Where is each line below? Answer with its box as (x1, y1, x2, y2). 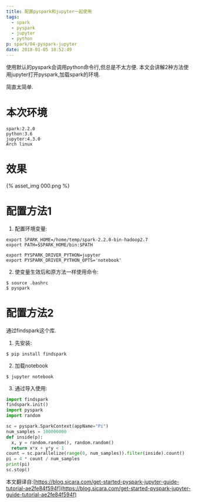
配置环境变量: (14, 225, 47, 232)
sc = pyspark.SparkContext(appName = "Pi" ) (6, 423, 109, 429)
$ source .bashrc (6, 280, 49, 286)
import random (6, 413, 41, 419)
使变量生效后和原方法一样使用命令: (14, 268, 98, 275)
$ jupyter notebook (6, 373, 54, 380)
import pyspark (6, 407, 43, 413)
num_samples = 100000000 (6, 428, 67, 434)
